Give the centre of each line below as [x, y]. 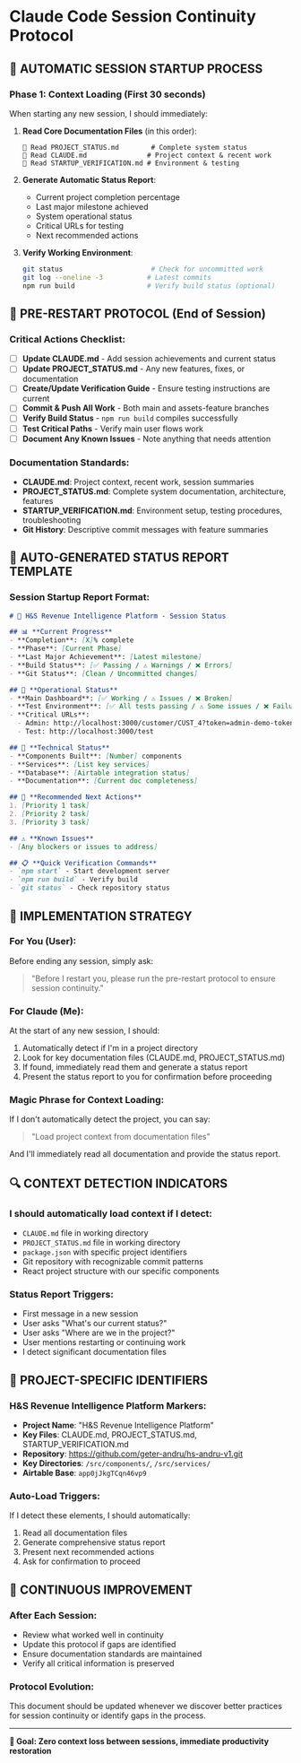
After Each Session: [53, 1615]
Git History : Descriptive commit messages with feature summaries [145, 529]
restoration [30, 1751]
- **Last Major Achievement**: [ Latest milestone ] [106, 657]
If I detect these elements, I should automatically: [100, 1515]
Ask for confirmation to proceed [81, 1561]
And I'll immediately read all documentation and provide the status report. [145, 1154]
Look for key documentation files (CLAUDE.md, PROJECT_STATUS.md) [154, 1058]
